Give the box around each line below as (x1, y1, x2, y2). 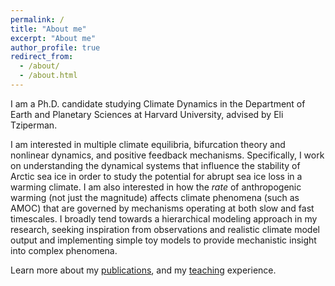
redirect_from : (10, 52, 74, 62)
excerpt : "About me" (10, 33, 97, 43)
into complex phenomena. (10, 244, 118, 256)
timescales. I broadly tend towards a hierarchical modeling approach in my (10, 212, 318, 225)
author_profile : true (10, 42, 101, 53)
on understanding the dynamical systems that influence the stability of (10, 159, 301, 171)
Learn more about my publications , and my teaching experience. (10, 264, 277, 276)
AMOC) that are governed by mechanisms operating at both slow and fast (10, 202, 315, 214)
